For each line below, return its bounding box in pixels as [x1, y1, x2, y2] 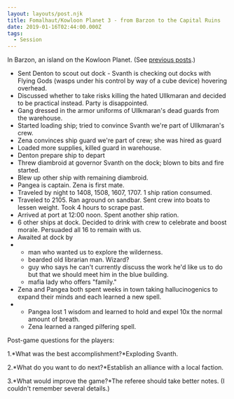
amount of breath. [27, 315, 81, 323]
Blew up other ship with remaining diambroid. [17, 173, 149, 182]
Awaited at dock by [17, 233, 74, 242]
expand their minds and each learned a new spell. [17, 292, 162, 302]
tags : [7, 29, 23, 37]
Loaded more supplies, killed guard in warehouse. [17, 144, 162, 152]
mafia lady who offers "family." [27, 278, 117, 286]
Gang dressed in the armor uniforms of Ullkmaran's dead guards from [17, 107, 219, 115]
